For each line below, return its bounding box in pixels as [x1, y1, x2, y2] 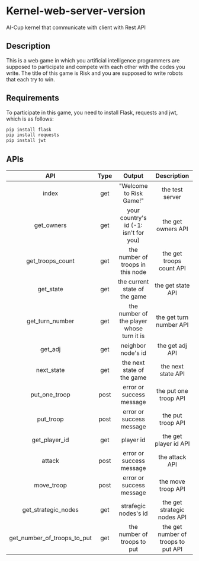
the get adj [157, 342, 188, 349]
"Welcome [118, 182, 148, 190]
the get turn [156, 313, 189, 322]
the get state [155, 281, 190, 289]
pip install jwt [6, 138, 46, 144]
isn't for [122, 229, 145, 237]
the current [118, 278, 149, 286]
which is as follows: [6, 115, 54, 122]
